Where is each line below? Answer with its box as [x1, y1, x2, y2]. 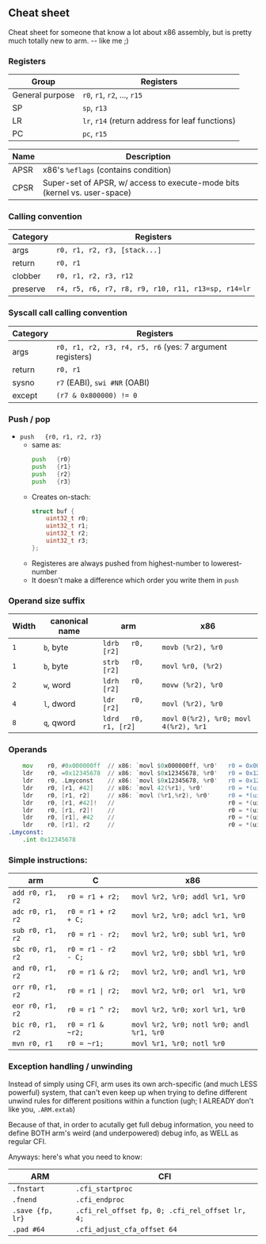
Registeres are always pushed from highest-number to [31, 559, 210, 568]
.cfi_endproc [75, 1195, 125, 1204]
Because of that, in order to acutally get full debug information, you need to [8, 1119, 254, 1129]
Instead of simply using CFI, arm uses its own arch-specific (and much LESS [8, 1079, 258, 1088]
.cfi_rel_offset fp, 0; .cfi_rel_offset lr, [75, 1206, 247, 1215]
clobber [12, 271, 41, 282]
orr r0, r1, [12, 983, 58, 992]
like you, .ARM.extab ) [8, 1104, 76, 1114]
